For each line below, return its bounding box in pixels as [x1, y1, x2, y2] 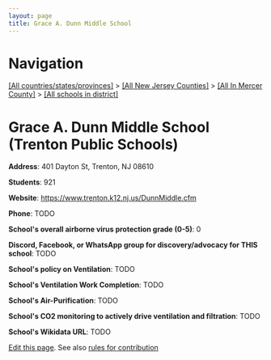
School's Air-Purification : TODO [8, 296, 119, 306]
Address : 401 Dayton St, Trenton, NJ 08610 [8, 162, 155, 172]
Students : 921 [8, 177, 56, 187]
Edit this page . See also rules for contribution [8, 343, 159, 353]
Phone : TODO [8, 209, 55, 218]
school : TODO [8, 248, 57, 259]
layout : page [8, 11, 53, 20]
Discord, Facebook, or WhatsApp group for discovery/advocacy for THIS [8, 240, 258, 250]
